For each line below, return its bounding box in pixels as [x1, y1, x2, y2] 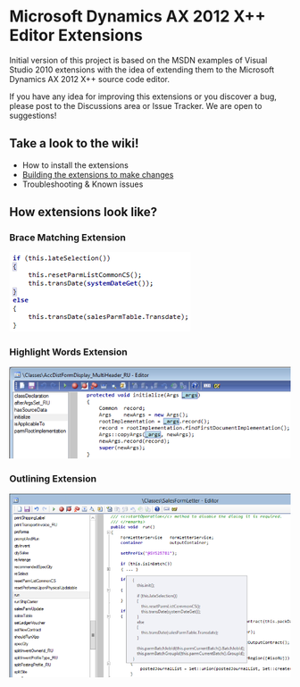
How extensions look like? [9, 205, 158, 220]
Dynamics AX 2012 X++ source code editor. [9, 73, 170, 84]
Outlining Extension [9, 473, 96, 485]
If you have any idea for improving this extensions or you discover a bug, [9, 91, 277, 102]
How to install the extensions [21, 159, 129, 171]
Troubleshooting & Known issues [21, 179, 144, 189]
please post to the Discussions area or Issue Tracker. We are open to [9, 100, 262, 111]
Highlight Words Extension [9, 346, 128, 358]
